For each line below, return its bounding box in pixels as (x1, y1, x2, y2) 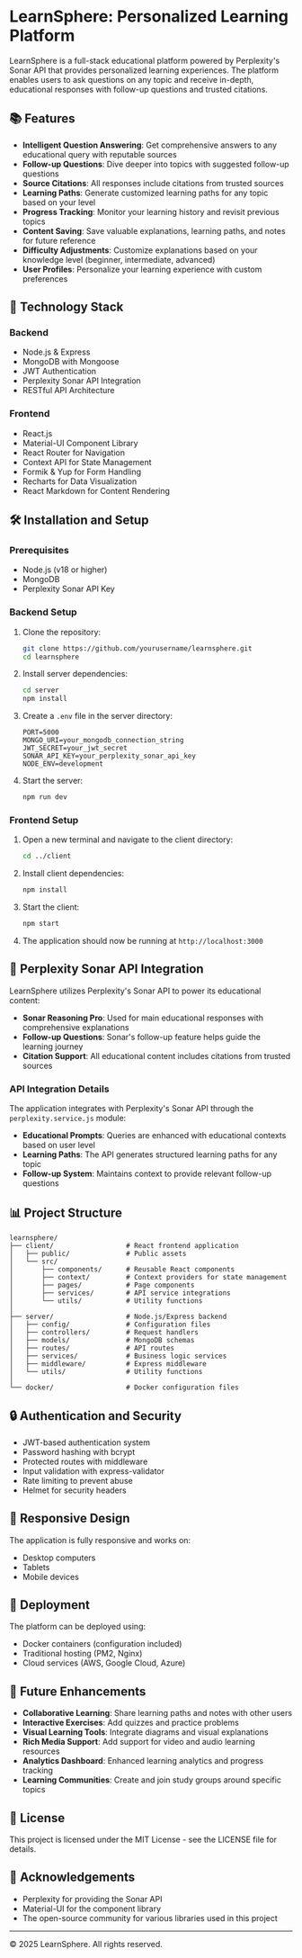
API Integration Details (9, 1082, 110, 1095)
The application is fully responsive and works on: (9, 1534, 191, 1545)
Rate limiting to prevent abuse (22, 1475, 133, 1486)
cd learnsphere (22, 652, 80, 661)
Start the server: (22, 776, 84, 786)
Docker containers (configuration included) (22, 1639, 182, 1649)
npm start (22, 920, 60, 929)
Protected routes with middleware (22, 1456, 148, 1467)
